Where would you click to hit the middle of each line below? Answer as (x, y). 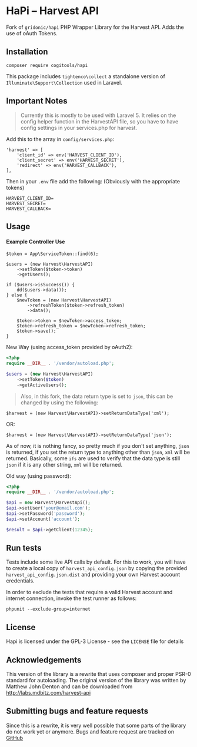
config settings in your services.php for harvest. (79, 128)
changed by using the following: (59, 402)
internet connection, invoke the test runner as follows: (71, 598)
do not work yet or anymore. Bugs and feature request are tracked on (90, 731)
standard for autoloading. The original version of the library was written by (96, 681)
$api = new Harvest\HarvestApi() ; (49, 503)
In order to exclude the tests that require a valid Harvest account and (89, 592)
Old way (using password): (39, 476)
